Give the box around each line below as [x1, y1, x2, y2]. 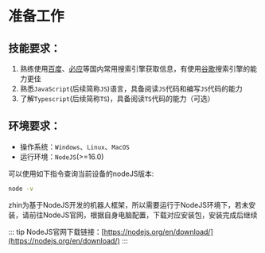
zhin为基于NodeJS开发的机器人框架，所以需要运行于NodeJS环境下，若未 [8, 200, 249, 209]
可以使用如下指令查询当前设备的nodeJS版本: [8, 169, 154, 178]
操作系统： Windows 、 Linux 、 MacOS [19, 142, 130, 151]
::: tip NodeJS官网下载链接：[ [8, 227, 105, 236]
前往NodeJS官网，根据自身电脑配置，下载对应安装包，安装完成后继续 [29, 210, 258, 220]
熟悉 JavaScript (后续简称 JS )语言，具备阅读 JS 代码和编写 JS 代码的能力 [19, 84, 243, 93]
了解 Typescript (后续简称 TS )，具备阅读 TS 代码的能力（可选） [19, 94, 215, 103]
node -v [8, 185, 34, 193]
